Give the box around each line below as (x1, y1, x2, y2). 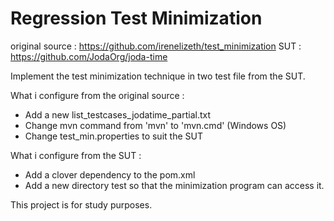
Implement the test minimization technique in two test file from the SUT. (10, 70, 306, 82)
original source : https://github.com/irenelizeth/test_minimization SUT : (10, 40, 302, 52)
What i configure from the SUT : (10, 149, 142, 161)
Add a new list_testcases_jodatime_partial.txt (24, 108, 212, 121)
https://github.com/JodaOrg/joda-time (10, 50, 168, 62)
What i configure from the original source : (10, 89, 185, 101)
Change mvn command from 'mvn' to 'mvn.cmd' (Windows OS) (24, 119, 287, 131)
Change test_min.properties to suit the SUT (24, 130, 203, 142)
